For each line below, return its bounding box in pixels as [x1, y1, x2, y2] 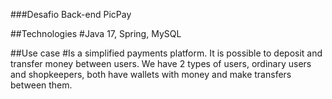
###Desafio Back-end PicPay [10, 9, 132, 20]
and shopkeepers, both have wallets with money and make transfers [10, 69, 292, 80]
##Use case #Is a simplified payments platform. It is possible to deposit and [10, 47, 323, 59]
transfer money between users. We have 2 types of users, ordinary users [10, 58, 312, 69]
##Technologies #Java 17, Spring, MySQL [10, 28, 182, 39]
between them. [10, 79, 73, 91]
